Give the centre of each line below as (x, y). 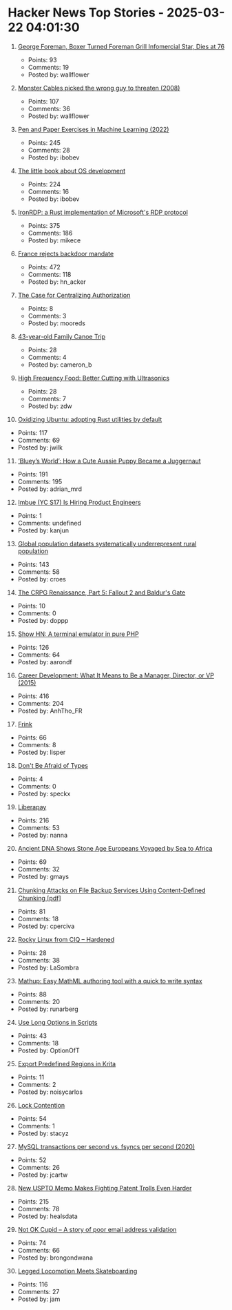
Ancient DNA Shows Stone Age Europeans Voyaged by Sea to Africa (115, 848)
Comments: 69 (39, 440)
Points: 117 (32, 432)
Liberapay (32, 807)
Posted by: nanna (43, 835)
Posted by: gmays (43, 876)
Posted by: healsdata (48, 1216)
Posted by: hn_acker (57, 282)
